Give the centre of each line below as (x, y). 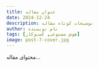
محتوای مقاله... (23, 57)
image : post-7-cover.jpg (38, 40)
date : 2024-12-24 (28, 18)
